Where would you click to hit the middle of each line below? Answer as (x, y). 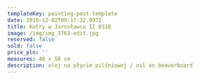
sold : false (25, 46)
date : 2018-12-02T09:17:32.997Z (54, 20)
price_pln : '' (28, 53)
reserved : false (31, 40)
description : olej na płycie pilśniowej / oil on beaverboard (100, 65)
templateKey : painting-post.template (62, 14)
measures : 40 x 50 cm (39, 59)
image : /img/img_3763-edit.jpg (53, 33)
